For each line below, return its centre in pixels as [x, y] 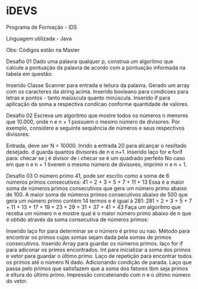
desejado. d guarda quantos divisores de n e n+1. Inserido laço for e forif [94, 152]
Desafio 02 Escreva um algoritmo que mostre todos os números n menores [97, 115]
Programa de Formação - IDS [42, 27]
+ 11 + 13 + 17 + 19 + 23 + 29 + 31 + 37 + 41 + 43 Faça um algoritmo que [93, 207]
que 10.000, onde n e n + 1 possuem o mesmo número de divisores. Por [93, 121]
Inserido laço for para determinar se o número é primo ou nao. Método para [98, 231]
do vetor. [17, 281]
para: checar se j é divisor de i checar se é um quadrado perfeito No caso [96, 158]
